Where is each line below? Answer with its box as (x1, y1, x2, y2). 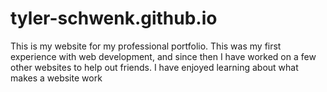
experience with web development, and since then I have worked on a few (10, 50, 317, 62)
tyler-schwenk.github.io (10, 7, 218, 30)
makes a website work (10, 72, 103, 84)
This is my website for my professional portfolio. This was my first (10, 40, 282, 52)
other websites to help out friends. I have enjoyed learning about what (10, 61, 299, 73)
